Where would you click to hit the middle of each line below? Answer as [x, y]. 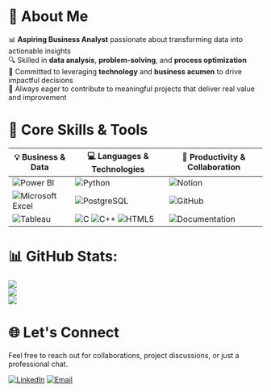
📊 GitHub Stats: [63, 256]
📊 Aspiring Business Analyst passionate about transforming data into [126, 39]
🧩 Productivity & [214, 157]
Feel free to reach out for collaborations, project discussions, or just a [124, 355]
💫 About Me [48, 17]
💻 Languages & [118, 156]
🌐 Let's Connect [64, 332]
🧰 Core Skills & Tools [78, 130]
